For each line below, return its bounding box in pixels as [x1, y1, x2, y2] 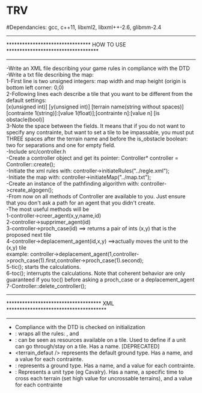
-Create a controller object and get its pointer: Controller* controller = [6, 154, 179, 162]
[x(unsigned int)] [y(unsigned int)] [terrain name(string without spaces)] [6, 103, 185, 110]
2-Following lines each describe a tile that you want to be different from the [6, 90, 193, 97]
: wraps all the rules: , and [14, 330, 79, 337]
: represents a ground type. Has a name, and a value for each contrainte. [14, 362, 195, 369]
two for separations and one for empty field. [6, 141, 116, 148]
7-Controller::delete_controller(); [6, 282, 87, 289]
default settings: [6, 96, 47, 104]
